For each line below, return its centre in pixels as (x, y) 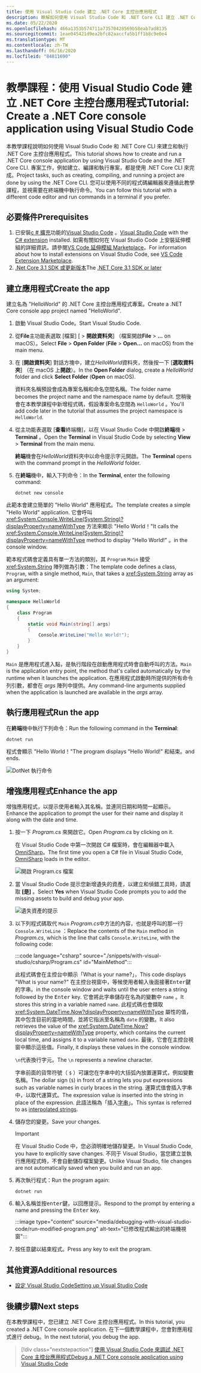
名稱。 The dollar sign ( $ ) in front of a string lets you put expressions (99, 1080)
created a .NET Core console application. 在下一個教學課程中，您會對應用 (97, 1329)
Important (27, 1134)
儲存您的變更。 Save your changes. (58, 1122)
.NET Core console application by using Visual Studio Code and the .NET (96, 160)
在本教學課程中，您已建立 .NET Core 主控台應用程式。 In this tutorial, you (96, 1322)
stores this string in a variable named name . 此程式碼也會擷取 (89, 1004)
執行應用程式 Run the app (53, 713)
